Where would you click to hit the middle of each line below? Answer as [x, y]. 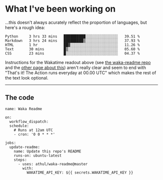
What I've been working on [60, 9]
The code [20, 98]
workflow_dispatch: [29, 122]
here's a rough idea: [25, 27]
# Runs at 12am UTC [33, 130]
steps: [20, 160]
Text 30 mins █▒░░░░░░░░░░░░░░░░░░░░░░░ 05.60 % [72, 49]
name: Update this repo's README [48, 151]
